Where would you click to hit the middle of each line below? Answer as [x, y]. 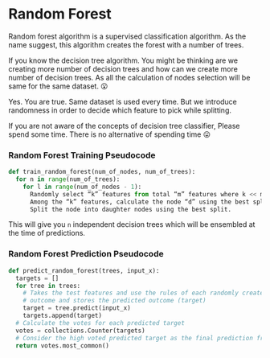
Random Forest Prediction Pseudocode [86, 254]
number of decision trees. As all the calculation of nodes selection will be [129, 77]
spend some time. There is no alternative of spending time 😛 [110, 134]
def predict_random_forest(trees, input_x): [84, 270]
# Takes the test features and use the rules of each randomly [131, 293]
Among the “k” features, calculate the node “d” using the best [139, 202]
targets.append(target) [63, 316]
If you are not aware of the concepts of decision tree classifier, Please [124, 126]
